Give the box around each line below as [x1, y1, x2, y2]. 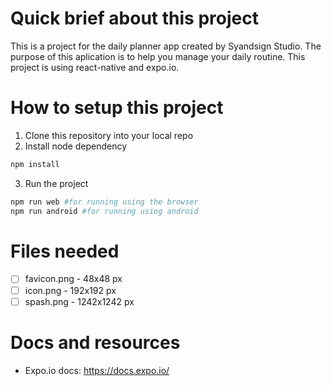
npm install [10, 159, 60, 169]
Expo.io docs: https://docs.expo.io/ [24, 364, 170, 376]
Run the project [24, 177, 89, 189]
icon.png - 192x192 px [24, 284, 117, 296]
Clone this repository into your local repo [24, 129, 194, 141]
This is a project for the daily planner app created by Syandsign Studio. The [10, 40, 322, 52]
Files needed [10, 240, 120, 262]
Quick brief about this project [10, 7, 259, 30]
